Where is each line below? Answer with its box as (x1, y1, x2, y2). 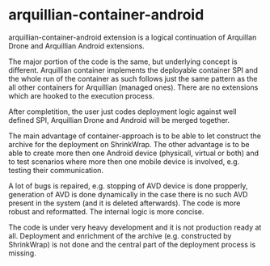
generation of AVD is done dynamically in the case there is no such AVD (8, 189, 248, 199)
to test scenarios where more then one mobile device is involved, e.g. (8, 156, 240, 167)
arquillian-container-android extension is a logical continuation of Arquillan (8, 32, 257, 42)
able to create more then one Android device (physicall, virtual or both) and (8, 148, 259, 158)
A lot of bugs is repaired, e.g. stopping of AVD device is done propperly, (8, 180, 248, 191)
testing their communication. (8, 165, 103, 175)
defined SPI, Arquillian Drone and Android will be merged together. (8, 115, 230, 125)
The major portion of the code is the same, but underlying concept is (8, 57, 238, 66)
